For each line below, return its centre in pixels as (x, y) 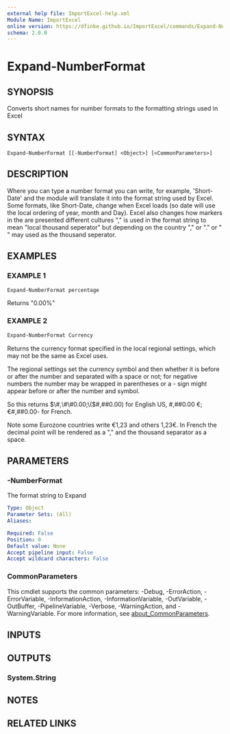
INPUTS (24, 635)
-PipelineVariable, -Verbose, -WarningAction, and (107, 606)
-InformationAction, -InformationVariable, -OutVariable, (125, 599)
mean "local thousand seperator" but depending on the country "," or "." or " (115, 227)
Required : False (30, 533)
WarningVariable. (31, 613)
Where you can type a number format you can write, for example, (99, 190)
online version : (30, 26)
